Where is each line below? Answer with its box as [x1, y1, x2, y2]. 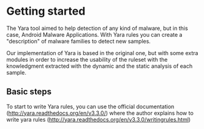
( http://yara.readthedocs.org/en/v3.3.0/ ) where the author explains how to [6, 109, 194, 117]
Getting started [6, 4, 86, 18]
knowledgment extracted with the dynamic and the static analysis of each [6, 62, 193, 70]
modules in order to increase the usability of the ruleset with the [6, 56, 168, 63]
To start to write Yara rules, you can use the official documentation [6, 103, 175, 110]
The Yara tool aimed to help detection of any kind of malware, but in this [6, 24, 188, 32]
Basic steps [6, 87, 52, 97]
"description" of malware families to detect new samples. [6, 37, 151, 45]
